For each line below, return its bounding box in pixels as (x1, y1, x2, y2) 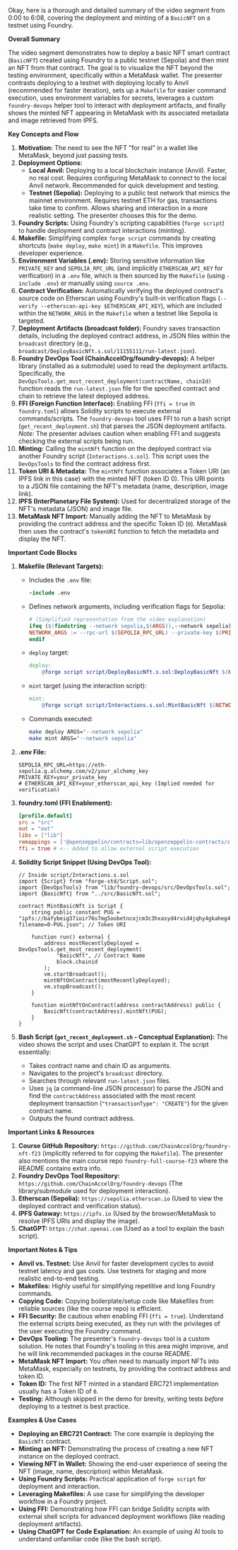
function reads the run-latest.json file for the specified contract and (18, 384, 220, 392)
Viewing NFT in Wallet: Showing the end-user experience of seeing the (18, 1459, 228, 1468)
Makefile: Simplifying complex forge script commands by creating (18, 234, 216, 242)
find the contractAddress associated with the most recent (28, 1091, 196, 1100)
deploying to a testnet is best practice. (18, 1401, 130, 1411)
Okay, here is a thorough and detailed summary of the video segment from (8, 6, 225, 14)
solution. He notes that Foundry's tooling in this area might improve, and (18, 1341, 229, 1350)
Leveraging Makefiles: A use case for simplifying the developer (18, 1489, 205, 1498)
